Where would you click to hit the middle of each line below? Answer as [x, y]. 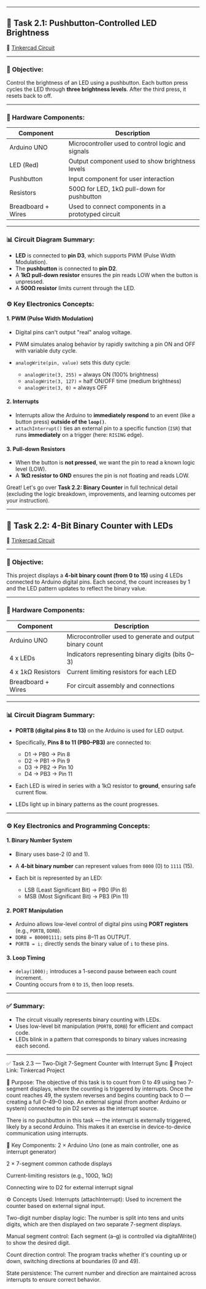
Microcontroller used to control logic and [127, 144]
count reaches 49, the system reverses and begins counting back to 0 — [98, 1095]
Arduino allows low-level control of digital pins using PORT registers [102, 924]
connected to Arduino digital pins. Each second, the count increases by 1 [98, 582]
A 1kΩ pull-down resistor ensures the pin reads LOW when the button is [107, 275]
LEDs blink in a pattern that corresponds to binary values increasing [101, 1039]
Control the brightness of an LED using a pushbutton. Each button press [97, 83]
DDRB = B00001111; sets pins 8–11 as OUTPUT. [73, 937]
